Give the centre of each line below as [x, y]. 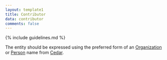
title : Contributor [26, 14]
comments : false [22, 24]
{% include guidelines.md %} [35, 38]
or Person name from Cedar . [35, 53]
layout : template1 [24, 10]
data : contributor [24, 19]
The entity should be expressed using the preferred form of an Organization [83, 47]
